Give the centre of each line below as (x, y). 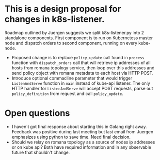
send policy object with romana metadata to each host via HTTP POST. (82, 73)
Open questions (37, 113)
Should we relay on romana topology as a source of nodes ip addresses (83, 142)
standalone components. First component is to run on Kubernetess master (79, 38)
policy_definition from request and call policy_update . (67, 94)
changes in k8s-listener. (55, 19)
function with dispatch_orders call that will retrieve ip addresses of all (81, 63)
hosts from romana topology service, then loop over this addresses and (83, 68)
